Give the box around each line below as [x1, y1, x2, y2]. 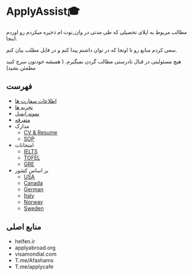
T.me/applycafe [14, 263, 53, 270]
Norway [23, 198, 43, 205]
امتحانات [14, 141, 34, 149]
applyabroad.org [14, 244, 56, 251]
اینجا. [6, 34, 18, 42]
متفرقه [14, 116, 31, 123]
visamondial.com [14, 250, 57, 258]
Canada [23, 179, 43, 186]
